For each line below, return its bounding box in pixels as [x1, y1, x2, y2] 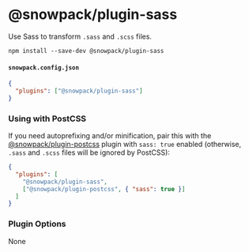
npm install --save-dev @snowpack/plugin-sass [8, 47, 164, 55]
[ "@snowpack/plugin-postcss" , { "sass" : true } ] [22, 185, 186, 193]
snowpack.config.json [8, 63, 80, 72]
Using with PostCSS [8, 113, 87, 124]
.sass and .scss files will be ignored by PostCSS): [8, 148, 170, 157]
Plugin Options [8, 219, 66, 230]
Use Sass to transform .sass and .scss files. [8, 32, 153, 41]
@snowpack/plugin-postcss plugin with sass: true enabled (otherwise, [8, 140, 242, 149]
